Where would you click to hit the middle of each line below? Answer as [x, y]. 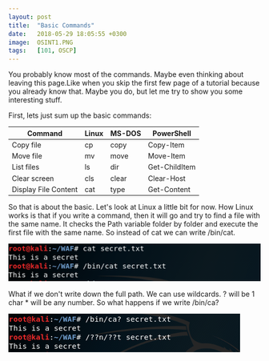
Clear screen [33, 178]
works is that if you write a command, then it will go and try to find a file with [134, 215]
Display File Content [45, 189]
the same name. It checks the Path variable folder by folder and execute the [133, 224]
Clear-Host [167, 178]
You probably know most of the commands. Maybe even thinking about [126, 74]
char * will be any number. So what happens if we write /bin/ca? [114, 303]
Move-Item [167, 156]
